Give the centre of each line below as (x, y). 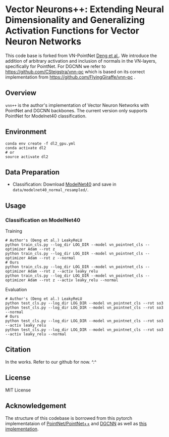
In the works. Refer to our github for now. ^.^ (51, 362)
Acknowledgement (36, 406)
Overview (21, 93)
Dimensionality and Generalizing (75, 20)
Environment (26, 132)
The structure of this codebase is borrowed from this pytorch (69, 418)
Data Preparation (32, 172)
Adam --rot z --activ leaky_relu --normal (73, 280)
